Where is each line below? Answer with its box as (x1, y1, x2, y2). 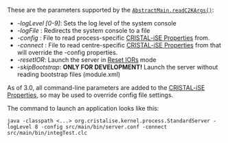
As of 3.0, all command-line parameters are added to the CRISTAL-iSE (7, 84, 205, 91)
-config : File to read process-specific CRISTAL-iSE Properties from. (16, 34, 210, 42)
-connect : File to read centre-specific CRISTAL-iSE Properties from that (16, 41, 222, 49)
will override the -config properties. (16, 48, 118, 56)
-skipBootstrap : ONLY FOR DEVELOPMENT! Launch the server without (16, 63, 218, 71)
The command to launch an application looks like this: (7, 104, 159, 112)
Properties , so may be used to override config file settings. (7, 91, 174, 99)
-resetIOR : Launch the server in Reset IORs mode (16, 56, 157, 64)
